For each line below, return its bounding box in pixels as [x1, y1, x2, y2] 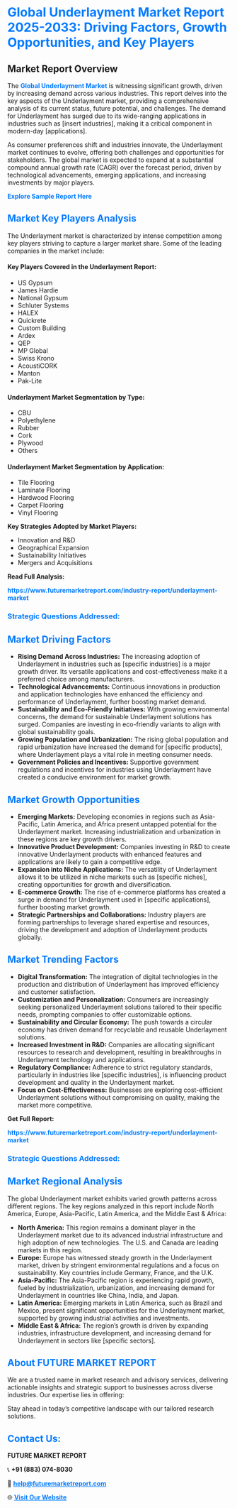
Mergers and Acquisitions [17, 559, 93, 567]
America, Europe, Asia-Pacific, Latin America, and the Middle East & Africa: [7, 1209, 227, 1218]
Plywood [17, 439, 44, 447]
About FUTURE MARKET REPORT [7, 1357, 157, 1369]
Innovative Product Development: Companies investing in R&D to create [17, 842, 231, 851]
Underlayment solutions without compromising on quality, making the [17, 1093, 221, 1101]
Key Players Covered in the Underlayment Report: [7, 263, 157, 271]
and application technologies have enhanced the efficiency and [17, 690, 203, 699]
